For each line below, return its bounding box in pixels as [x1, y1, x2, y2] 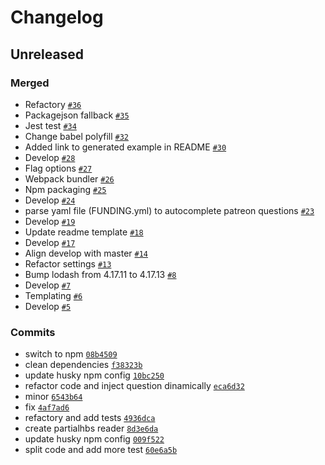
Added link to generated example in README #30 [24, 141, 227, 153]
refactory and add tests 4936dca [24, 412, 156, 424]
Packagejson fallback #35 [24, 109, 130, 121]
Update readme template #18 [24, 226, 144, 238]
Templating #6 [24, 289, 83, 301]
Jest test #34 [24, 119, 77, 131]
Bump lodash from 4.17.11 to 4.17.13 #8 [24, 268, 177, 280]
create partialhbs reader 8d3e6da [24, 422, 159, 435]
